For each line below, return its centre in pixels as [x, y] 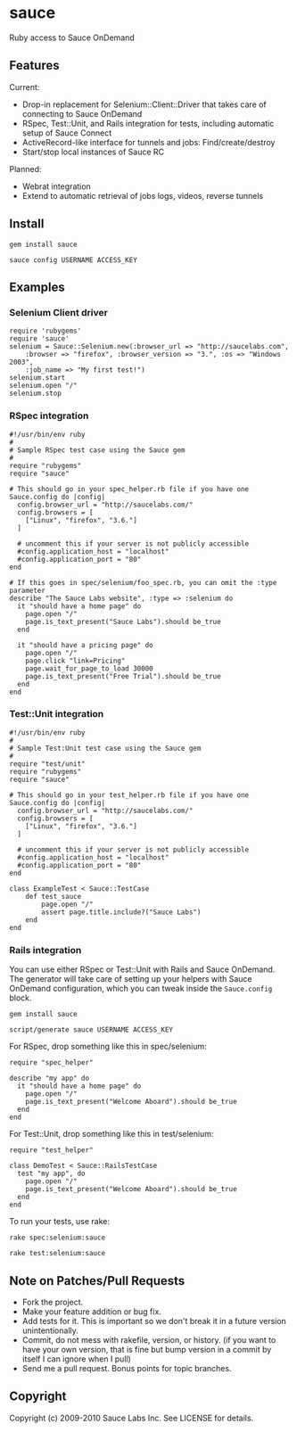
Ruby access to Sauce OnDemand [72, 37]
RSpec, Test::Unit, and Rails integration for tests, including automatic [148, 123]
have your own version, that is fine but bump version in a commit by [147, 1349]
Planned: [25, 169]
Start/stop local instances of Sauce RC [93, 152]
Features [34, 66]
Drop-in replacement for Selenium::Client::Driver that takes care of [144, 104]
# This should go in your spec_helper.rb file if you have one [129, 489]
